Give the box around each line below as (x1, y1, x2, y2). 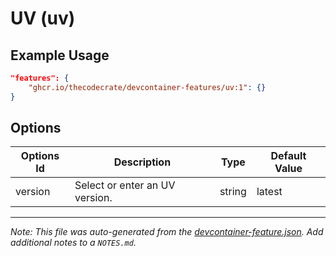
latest (256, 185, 283, 199)
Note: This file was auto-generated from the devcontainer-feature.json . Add (10, 226, 324, 238)
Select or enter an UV (74, 178, 176, 192)
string (219, 185, 247, 199)
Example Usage (10, 47, 110, 64)
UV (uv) (10, 7, 76, 30)
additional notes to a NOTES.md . (10, 237, 137, 249)
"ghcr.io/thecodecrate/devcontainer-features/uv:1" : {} (28, 82, 267, 92)
